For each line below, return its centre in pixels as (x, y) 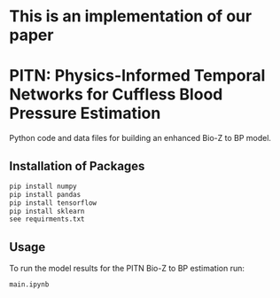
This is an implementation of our (131, 16)
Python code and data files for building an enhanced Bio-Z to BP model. (140, 138)
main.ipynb (29, 285)
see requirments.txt (47, 219)
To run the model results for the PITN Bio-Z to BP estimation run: (127, 269)
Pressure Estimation (85, 114)
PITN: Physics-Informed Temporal (137, 76)
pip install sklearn (47, 211)
